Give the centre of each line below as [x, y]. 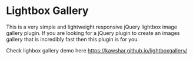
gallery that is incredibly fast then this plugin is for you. [73, 39]
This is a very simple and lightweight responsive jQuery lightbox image [92, 27]
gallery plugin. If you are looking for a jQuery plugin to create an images [93, 33]
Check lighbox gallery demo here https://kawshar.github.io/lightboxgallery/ [97, 50]
